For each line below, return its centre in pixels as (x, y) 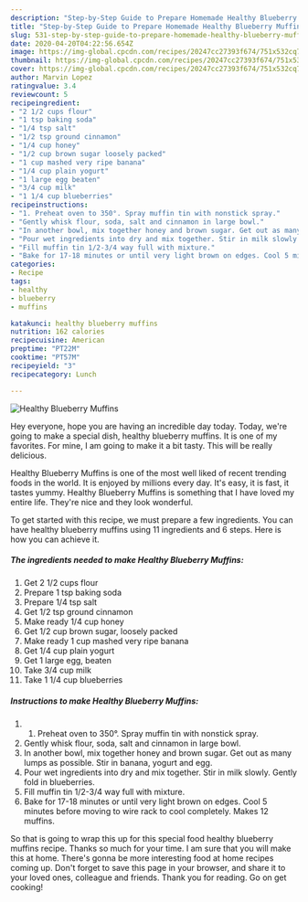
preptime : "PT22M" (45, 349)
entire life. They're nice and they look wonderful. (102, 502)
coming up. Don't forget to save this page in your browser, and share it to (148, 868)
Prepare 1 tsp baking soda (73, 593)
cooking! (27, 887)
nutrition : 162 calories (58, 332)
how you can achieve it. (55, 539)
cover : (23, 69)
